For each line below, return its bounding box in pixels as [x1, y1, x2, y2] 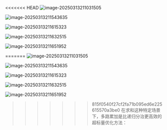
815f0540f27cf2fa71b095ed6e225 [92, 101, 163, 107]
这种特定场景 [134, 107, 161, 113]
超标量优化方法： [92, 120, 127, 126]
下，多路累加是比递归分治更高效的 [92, 114, 162, 119]
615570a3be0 [92, 107, 121, 113]
